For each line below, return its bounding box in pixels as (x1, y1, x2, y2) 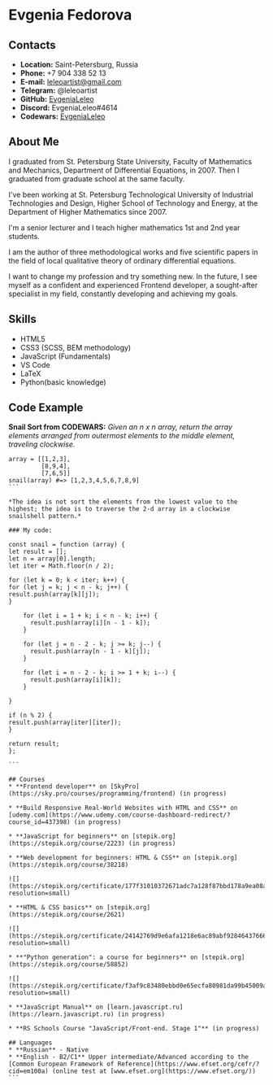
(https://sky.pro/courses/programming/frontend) (8, 790, 176, 798)
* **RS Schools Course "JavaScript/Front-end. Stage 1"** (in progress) (8, 1025, 260, 1033)
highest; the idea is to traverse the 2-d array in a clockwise (8, 505, 231, 513)
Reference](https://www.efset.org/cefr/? (117, 1060, 260, 1069)
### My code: (8, 526, 53, 534)
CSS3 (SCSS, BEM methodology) (19, 342, 132, 352)
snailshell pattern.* (8, 512, 82, 521)
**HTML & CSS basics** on (15, 904, 104, 912)
